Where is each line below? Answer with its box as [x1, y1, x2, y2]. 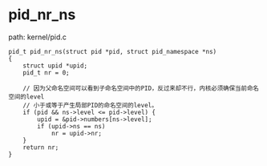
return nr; [22, 143, 59, 152]
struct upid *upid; [22, 62, 88, 70]
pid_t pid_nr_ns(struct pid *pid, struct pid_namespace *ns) [8, 47, 217, 55]
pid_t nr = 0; [22, 68, 70, 77]
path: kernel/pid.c [8, 32, 67, 42]
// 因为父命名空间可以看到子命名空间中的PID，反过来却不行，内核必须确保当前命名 [22, 84, 259, 92]
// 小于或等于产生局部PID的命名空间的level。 [22, 101, 158, 109]
